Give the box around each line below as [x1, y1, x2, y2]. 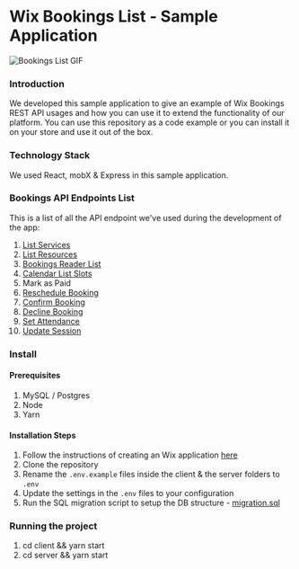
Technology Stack [9, 149, 91, 162]
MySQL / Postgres [22, 389, 91, 401]
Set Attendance [22, 316, 81, 326]
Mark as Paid [22, 277, 72, 289]
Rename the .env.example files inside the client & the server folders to [22, 469, 280, 480]
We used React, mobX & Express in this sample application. [9, 169, 229, 181]
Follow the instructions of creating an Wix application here [22, 449, 238, 460]
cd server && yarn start [22, 550, 109, 561]
